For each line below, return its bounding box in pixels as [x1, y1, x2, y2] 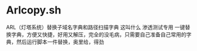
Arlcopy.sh [6, 4, 62, 17]
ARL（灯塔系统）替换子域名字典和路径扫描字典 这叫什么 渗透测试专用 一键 [6, 23, 185, 30]
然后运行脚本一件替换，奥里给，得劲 [16, 38, 104, 45]
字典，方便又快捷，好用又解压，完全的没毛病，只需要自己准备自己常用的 [11, 30, 186, 38]
